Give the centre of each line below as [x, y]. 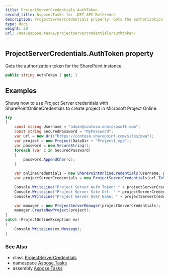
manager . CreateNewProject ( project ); [53, 210]
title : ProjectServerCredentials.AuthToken [52, 10]
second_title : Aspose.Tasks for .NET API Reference [60, 15]
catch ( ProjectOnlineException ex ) [43, 220]
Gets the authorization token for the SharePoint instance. [64, 65]
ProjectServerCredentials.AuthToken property [79, 54]
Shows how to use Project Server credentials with [57, 103]
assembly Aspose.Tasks [37, 268]
